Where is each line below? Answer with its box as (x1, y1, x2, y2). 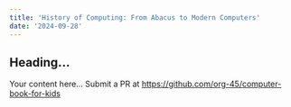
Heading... (9, 55, 70, 70)
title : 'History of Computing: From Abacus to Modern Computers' (9, 13, 260, 22)
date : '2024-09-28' (9, 22, 83, 31)
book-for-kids (9, 88, 61, 99)
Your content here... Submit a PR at (9, 78, 140, 90)
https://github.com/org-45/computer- (141, 78, 282, 90)
